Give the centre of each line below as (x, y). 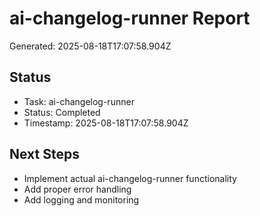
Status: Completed (62, 112)
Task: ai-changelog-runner (79, 101)
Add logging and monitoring (81, 199)
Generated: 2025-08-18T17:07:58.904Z (90, 46)
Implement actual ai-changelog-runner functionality (130, 178)
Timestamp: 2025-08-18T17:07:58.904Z (106, 123)
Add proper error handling (77, 189)
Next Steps (44, 154)
